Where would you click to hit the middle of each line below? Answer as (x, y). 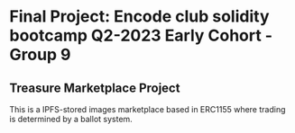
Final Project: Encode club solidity (139, 17)
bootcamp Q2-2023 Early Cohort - (141, 35)
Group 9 (40, 55)
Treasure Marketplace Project (95, 88)
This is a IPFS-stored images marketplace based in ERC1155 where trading (147, 109)
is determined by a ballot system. (71, 119)
